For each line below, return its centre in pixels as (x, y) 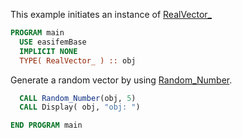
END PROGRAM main (46, 125)
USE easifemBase (53, 42)
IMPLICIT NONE (48, 51)
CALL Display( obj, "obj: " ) (80, 107)
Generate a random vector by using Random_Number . (121, 80)
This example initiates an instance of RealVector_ (111, 14)
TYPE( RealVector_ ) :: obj (78, 60)
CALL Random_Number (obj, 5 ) (78, 98)
